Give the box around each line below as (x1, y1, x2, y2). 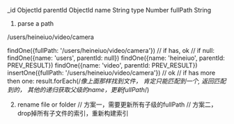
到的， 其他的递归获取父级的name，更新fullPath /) (7, 86, 150, 93)
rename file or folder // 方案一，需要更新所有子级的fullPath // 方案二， (17, 100, 217, 109)
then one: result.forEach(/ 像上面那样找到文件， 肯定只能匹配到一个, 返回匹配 (7, 77, 226, 85)
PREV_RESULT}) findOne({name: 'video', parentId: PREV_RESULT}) (7, 61, 198, 69)
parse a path (17, 20, 54, 27)
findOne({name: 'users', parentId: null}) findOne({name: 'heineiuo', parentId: (7, 54, 225, 62)
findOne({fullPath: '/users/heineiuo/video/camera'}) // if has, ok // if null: (7, 47, 214, 54)
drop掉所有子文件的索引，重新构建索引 (17, 109, 129, 117)
